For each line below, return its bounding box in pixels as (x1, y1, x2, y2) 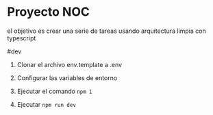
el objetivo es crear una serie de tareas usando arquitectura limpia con (7, 27, 207, 35)
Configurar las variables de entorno (16, 73, 118, 82)
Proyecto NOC (7, 4, 90, 20)
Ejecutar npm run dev (16, 100, 77, 108)
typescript (7, 34, 36, 42)
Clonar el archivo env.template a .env (16, 60, 122, 68)
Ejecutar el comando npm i (16, 87, 92, 95)
